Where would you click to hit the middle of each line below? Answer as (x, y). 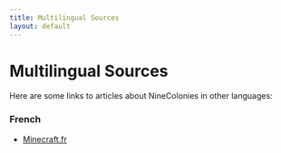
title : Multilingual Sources (64, 18)
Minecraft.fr (45, 139)
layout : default (40, 26)
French (25, 120)
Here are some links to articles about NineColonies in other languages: (141, 96)
